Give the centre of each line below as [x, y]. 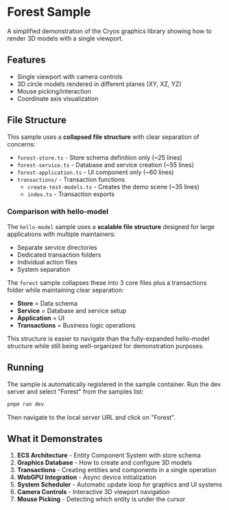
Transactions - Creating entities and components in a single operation [117, 470]
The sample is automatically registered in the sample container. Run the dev [114, 384]
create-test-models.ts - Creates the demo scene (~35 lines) [113, 187]
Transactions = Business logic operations [76, 325]
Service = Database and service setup [72, 310]
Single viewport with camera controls [70, 76]
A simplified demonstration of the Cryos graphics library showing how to [110, 31]
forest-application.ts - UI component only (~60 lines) [95, 172]
